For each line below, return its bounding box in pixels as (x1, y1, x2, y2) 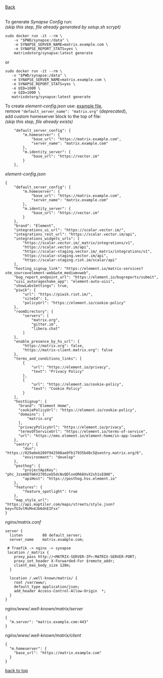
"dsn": (23, 446, 36, 451)
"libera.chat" (31, 326, 60, 331)
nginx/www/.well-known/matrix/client (5, 632, 82, 638)
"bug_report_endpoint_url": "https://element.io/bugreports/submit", (14, 275, 159, 280)
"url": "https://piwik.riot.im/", (23, 292, 93, 297)
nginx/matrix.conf (5, 519, 42, 525)
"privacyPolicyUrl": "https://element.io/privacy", (18, 425, 126, 430)
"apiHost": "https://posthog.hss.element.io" (23, 476, 117, 481)
